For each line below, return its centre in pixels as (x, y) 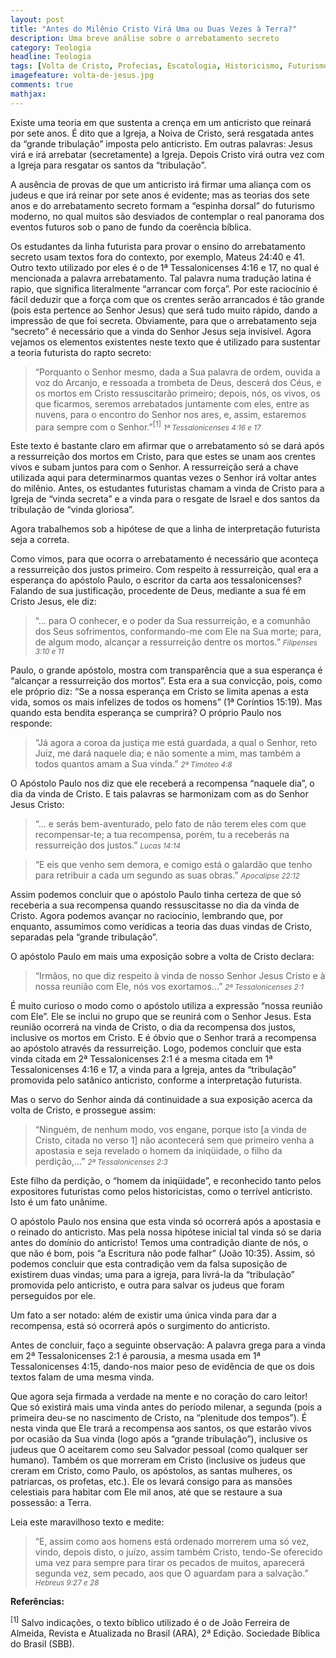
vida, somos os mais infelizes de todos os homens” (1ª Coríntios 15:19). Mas (166, 702)
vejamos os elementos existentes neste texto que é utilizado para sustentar (165, 342)
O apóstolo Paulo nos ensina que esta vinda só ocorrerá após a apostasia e (166, 1222)
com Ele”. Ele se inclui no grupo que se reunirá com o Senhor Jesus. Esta (161, 1017)
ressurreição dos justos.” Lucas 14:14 (108, 845)
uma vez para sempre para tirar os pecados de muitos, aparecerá (169, 1563)
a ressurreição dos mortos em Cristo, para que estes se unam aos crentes (163, 457)
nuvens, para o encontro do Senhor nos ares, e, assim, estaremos (170, 414)
